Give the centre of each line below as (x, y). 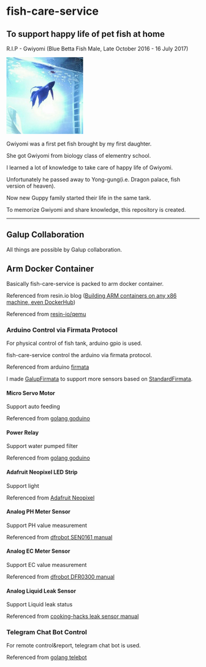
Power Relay (22, 432)
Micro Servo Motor (31, 393)
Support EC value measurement (47, 565)
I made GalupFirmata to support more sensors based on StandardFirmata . (100, 379)
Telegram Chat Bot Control (47, 632)
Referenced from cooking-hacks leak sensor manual (73, 616)
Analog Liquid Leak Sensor (41, 591)
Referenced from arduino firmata (48, 367)
